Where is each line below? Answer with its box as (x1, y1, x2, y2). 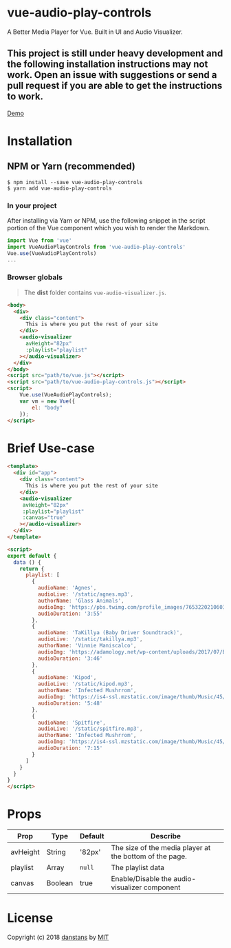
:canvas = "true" (22, 514, 67, 521)
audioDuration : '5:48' (37, 700, 103, 707)
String (46, 847, 67, 857)
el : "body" (32, 404, 63, 411)
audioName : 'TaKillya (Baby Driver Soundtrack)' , (37, 629, 184, 636)
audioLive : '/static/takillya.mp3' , (37, 636, 143, 643)
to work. (7, 91, 43, 103)
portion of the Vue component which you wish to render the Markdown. (7, 224, 210, 232)
